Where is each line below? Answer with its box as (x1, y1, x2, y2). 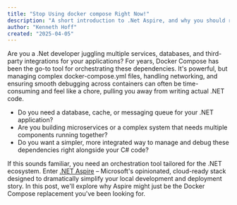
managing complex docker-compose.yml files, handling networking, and (7, 72, 218, 81)
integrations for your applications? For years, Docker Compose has (24, 57, 219, 66)
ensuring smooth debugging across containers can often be (7, 79, 182, 88)
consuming (7, 87, 40, 95)
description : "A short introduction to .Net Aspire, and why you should (7, 17, 226, 24)
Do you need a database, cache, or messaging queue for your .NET (17, 108, 214, 117)
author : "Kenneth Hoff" (7, 23, 78, 30)
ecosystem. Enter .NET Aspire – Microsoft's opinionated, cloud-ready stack (7, 167, 226, 175)
